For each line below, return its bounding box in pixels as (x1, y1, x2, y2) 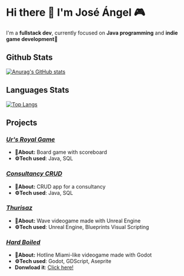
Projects (6, 117, 38, 127)
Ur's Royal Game (6, 135, 55, 143)
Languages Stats (6, 85, 69, 95)
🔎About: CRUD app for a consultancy (14, 183, 106, 190)
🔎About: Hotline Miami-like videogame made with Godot (14, 251, 152, 258)
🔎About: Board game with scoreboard (14, 149, 108, 156)
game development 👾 (6, 35, 58, 42)
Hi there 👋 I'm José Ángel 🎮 (6, 6, 146, 19)
